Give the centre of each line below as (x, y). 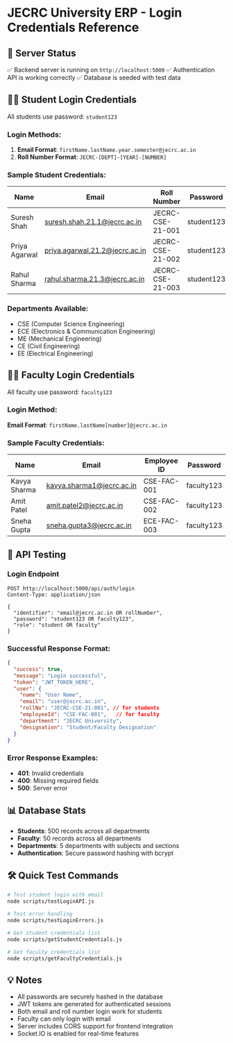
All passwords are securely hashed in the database (90, 997)
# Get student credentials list (54, 933)
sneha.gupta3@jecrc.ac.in (89, 525)
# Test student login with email (55, 895)
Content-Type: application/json (54, 595)
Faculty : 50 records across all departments (79, 838)
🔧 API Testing (37, 554)
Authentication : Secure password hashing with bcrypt (95, 853)
